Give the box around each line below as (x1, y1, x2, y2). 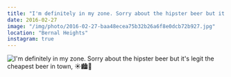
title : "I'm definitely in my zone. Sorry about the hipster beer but (7, 10, 216, 17)
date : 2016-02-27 (7, 16, 58, 23)
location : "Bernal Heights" (7, 29, 89, 36)
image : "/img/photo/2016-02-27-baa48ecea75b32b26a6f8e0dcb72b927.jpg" (7, 23, 216, 30)
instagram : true (7, 36, 54, 43)
